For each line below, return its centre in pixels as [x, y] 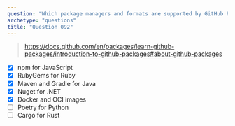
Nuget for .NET [39, 91]
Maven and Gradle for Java [57, 83]
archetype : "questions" [42, 20]
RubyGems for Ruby [46, 76]
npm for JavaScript [45, 68]
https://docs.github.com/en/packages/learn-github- [99, 47]
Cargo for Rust [38, 115]
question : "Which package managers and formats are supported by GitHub [115, 14]
